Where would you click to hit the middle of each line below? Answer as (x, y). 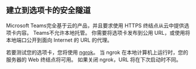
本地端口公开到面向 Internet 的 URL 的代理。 (59, 40)
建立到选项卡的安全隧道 (48, 10)
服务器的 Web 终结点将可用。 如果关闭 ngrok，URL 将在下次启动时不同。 (94, 59)
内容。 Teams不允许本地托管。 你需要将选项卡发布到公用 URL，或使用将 (103, 32)
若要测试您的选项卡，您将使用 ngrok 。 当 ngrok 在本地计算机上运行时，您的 (97, 52)
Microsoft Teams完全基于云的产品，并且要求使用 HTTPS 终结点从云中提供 (95, 26)
